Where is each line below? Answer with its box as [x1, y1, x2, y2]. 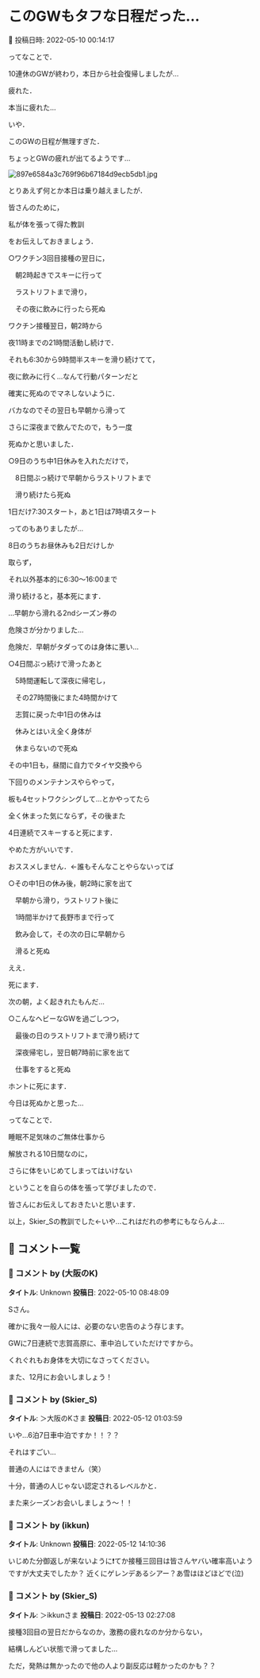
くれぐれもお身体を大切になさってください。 [8, 1355, 154, 1365]
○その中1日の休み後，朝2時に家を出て [8, 878, 133, 888]
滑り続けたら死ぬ [14, 490, 71, 499]
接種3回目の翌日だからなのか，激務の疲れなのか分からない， [8, 1627, 207, 1637]
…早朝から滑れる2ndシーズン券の [8, 608, 117, 617]
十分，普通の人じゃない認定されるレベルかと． [8, 1481, 161, 1490]
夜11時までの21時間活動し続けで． [8, 337, 119, 347]
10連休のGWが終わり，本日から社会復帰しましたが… [8, 68, 179, 78]
